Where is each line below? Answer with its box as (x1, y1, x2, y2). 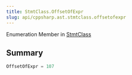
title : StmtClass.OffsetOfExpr (6, 8, 84, 15)
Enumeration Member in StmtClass (6, 30, 92, 37)
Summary (6, 48, 43, 58)
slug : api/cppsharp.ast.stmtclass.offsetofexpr (6, 14, 127, 20)
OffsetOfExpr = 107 (6, 64, 55, 70)
